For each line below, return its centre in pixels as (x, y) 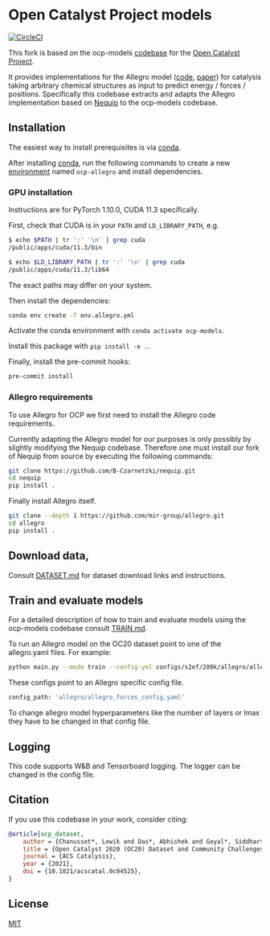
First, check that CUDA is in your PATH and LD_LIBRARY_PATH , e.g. (114, 225)
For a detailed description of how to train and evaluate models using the (127, 620)
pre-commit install (41, 377)
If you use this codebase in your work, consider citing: (98, 819)
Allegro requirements (51, 398)
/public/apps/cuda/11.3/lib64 (59, 270)
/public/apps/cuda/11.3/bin (55, 247)
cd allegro (27, 524)
